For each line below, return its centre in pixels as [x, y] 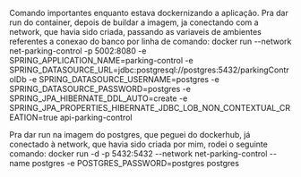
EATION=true [34, 117]
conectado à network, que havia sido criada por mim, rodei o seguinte [139, 144]
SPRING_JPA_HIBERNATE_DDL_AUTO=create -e [99, 98]
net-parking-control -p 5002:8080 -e [78, 51]
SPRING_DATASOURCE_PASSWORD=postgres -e [100, 89]
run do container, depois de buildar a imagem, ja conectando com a [134, 22]
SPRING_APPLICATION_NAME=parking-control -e [102, 60]
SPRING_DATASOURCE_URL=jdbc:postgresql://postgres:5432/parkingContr [149, 70]
